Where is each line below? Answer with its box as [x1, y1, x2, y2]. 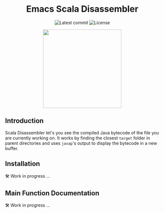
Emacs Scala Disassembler [26, 3, 139, 15]
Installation [5, 160, 40, 168]
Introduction [5, 117, 44, 125]
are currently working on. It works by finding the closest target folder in [5, 135, 150, 141]
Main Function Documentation [5, 189, 99, 197]
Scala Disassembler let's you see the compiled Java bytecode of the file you [5, 130, 159, 135]
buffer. [5, 145, 19, 151]
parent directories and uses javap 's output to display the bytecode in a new [5, 140, 158, 146]
